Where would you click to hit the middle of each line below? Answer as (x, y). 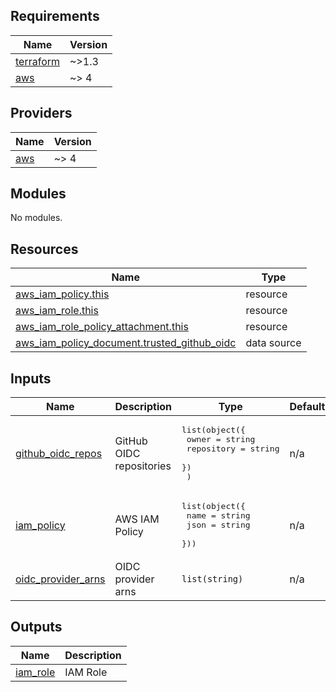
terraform (38, 61)
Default (307, 407)
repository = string (233, 449)
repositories (143, 466)
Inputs (31, 378)
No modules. (36, 218)
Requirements (55, 16)
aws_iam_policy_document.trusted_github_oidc (126, 343)
